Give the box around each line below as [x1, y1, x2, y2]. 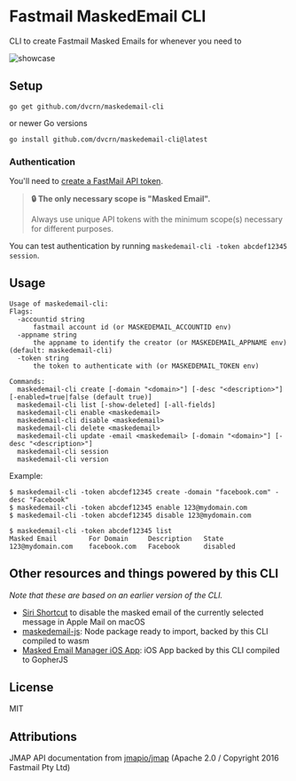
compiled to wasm [21, 635, 90, 646]
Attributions [9, 729, 78, 744]
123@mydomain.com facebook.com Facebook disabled [9, 542, 237, 551]
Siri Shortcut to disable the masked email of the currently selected [21, 607, 264, 618]
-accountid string [17, 315, 86, 323]
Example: [9, 470, 43, 481]
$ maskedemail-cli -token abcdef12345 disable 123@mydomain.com [9, 511, 252, 520]
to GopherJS [21, 654, 68, 665]
